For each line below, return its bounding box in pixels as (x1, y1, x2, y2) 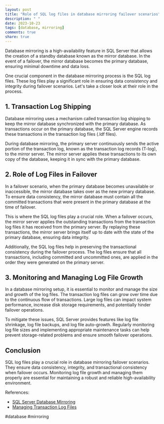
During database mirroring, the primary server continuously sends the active (5, 140, 159, 147)
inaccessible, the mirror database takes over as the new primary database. (5, 189, 155, 194)
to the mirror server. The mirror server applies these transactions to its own (5, 151, 156, 157)
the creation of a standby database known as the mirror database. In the (5, 53, 150, 59)
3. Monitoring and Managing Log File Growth (5, 273, 143, 281)
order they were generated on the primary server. (5, 259, 105, 265)
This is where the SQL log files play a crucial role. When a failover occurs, (5, 213, 153, 219)
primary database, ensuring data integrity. (5, 234, 90, 240)
